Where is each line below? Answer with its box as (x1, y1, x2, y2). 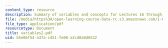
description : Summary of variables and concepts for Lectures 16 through (5, 12, 162, 17)
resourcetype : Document (5, 26, 55, 31)
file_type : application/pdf (5, 21, 64, 26)
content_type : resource (5, 7, 55, 12)
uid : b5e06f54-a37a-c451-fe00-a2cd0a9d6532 (5, 35, 97, 40)
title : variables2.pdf (5, 30, 52, 35)
